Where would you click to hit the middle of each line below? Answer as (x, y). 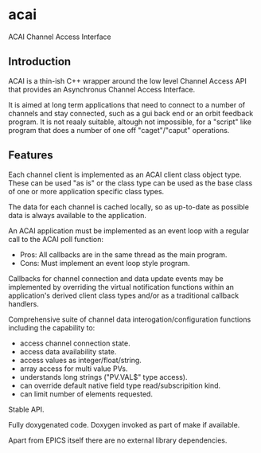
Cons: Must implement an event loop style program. (105, 263)
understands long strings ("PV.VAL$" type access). (103, 377)
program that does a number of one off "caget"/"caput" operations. (119, 130)
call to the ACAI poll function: (56, 239)
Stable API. (26, 409)
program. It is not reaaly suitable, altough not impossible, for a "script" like (130, 122)
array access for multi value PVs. (74, 369)
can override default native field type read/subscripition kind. (120, 385)
